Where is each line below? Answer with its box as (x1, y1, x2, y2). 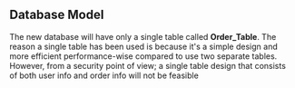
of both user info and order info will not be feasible (9, 70, 200, 81)
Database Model (9, 7, 104, 23)
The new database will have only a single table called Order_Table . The (9, 31, 277, 42)
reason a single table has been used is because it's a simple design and (9, 41, 279, 52)
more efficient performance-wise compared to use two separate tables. (9, 50, 278, 62)
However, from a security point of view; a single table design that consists (9, 60, 286, 71)
